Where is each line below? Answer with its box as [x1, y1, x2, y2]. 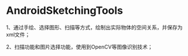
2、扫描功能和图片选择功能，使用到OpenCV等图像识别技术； [6, 43, 153, 50]
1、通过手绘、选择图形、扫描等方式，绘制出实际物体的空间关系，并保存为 [6, 24, 183, 31]
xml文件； [6, 31, 30, 38]
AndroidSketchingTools [6, 4, 124, 17]
